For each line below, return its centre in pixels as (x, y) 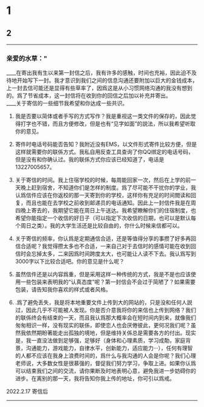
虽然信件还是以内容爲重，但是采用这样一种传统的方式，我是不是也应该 (103, 274)
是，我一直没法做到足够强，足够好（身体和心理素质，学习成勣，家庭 (100, 341)
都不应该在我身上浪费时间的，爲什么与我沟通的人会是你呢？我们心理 (111, 356)
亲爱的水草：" (27, 58)
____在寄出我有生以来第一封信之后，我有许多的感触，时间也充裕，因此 (93, 73)
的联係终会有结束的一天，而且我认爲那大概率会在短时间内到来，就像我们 (105, 318)
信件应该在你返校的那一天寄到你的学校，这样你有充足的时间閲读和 (108, 195)
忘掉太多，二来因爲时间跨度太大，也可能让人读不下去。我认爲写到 (114, 254)
